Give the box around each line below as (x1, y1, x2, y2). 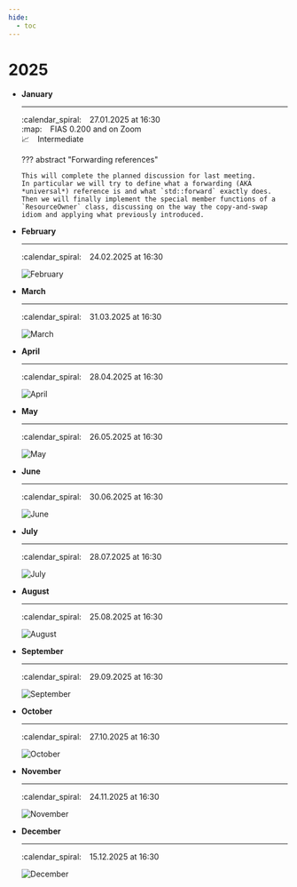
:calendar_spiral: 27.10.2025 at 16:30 (20, 731, 160, 742)
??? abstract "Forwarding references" (20, 155, 159, 165)
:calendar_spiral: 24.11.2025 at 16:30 (20, 792, 160, 803)
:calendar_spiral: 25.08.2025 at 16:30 (20, 611, 163, 622)
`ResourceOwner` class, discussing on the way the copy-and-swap (20, 203, 268, 212)
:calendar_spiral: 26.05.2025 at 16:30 (20, 432, 163, 443)
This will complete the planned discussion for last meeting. (20, 172, 256, 180)
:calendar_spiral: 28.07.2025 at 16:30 (20, 552, 162, 563)
